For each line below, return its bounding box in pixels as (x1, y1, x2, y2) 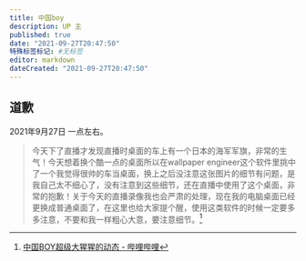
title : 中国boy (9, 13, 65, 23)
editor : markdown (9, 55, 76, 65)
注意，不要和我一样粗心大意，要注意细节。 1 (39, 212, 203, 225)
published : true (9, 30, 71, 39)
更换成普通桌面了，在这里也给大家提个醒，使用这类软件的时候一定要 (31, 202, 288, 213)
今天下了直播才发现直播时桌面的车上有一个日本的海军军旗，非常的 (31, 145, 280, 156)
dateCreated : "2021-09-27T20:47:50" (9, 65, 148, 74)
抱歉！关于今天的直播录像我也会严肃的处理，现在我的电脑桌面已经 (47, 190, 296, 201)
